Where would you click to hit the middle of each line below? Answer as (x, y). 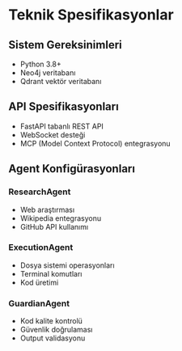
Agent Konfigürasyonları (72, 169)
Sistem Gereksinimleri (66, 45)
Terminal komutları (51, 273)
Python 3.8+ (41, 64)
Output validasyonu (53, 338)
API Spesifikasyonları (63, 107)
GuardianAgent (39, 303)
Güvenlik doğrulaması (56, 330)
